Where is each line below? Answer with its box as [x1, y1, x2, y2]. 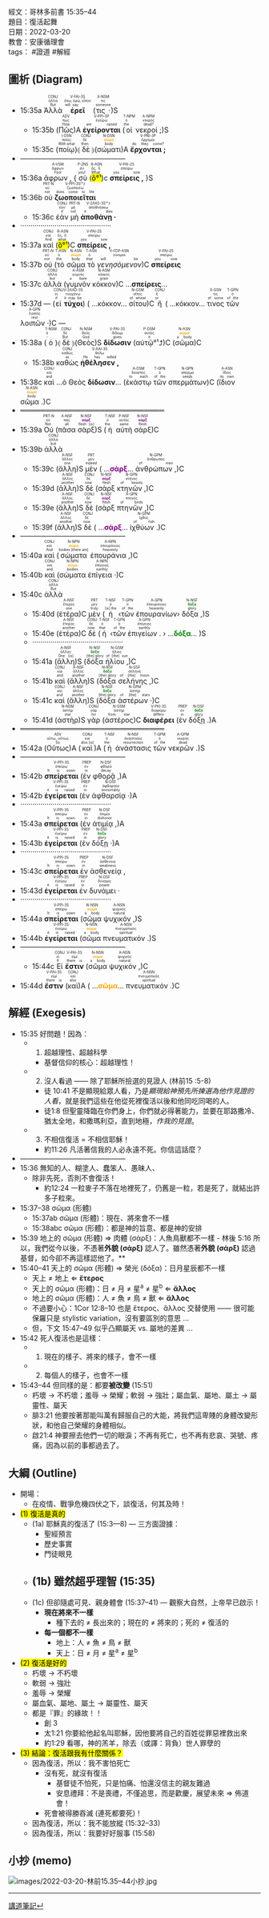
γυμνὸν [66, 279, 90, 288]
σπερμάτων [167, 377, 207, 387]
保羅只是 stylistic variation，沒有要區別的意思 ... [31, 1313, 190, 1323]
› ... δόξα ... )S [163, 628, 207, 638]
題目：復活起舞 [8, 17, 58, 26]
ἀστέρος [104, 715, 134, 725]
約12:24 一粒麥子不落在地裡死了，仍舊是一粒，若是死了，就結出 [43, 1183, 254, 1192]
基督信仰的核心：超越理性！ [43, 1057, 136, 1067]
